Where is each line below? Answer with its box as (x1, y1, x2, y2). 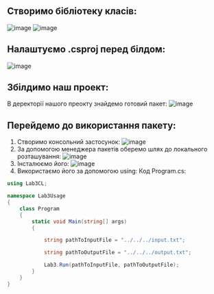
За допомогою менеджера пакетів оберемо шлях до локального (16, 145, 208, 154)
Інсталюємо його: (16, 160, 70, 168)
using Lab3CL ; (7, 180, 48, 187)
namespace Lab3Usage (7, 193, 67, 199)
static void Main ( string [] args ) (32, 218, 128, 225)
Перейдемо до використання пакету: (7, 119, 176, 131)
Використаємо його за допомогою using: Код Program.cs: (16, 167, 187, 175)
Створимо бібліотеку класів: (7, 5, 137, 17)
